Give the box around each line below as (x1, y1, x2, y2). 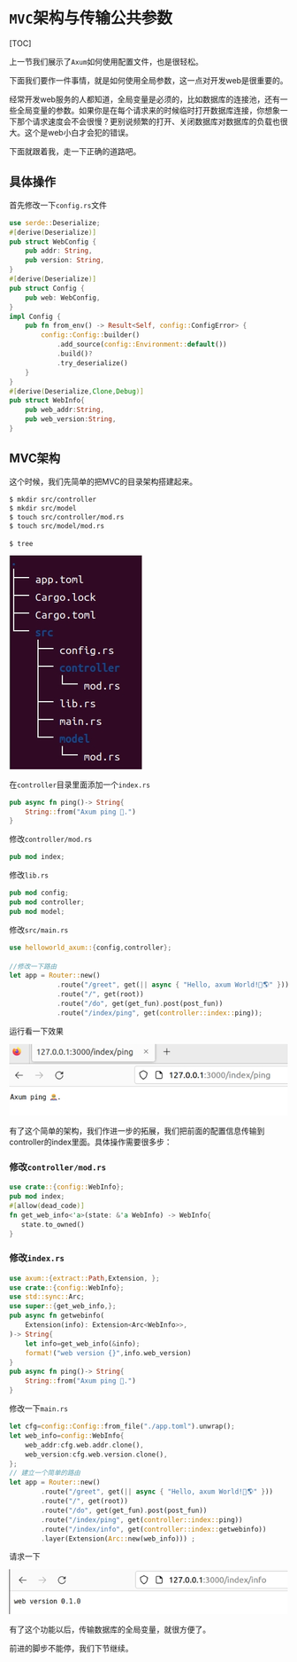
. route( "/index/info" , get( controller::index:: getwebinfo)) (41, 1525, 267, 1533)
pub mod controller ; (9, 898, 86, 907)
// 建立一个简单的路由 (9, 1469, 81, 1478)
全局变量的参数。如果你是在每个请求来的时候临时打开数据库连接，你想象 (16, 105, 280, 115)
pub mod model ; (9, 907, 65, 916)
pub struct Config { (9, 284, 86, 293)
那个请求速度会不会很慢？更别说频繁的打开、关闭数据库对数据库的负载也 (16, 116, 280, 127)
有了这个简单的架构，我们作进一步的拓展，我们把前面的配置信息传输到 (9, 1125, 265, 1135)
